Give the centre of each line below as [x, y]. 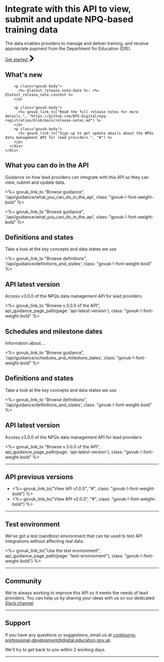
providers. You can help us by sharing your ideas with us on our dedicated [80, 598]
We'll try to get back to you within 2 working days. [55, 649]
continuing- [125, 635]
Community [23, 581]
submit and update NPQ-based [69, 19]
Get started [16, 59]
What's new [24, 75]
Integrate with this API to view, [68, 9]
